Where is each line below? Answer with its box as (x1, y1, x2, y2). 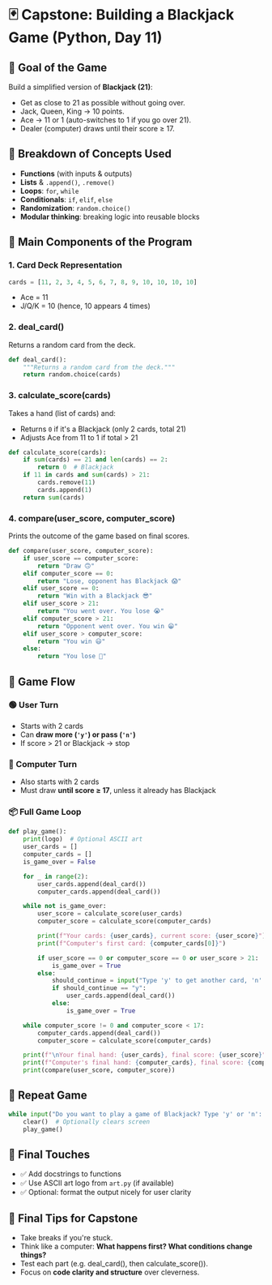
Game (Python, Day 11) (8, 28, 163, 47)
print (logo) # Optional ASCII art (23, 835, 143, 843)
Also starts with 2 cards (19, 777, 100, 786)
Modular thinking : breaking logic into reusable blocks (19, 212, 200, 221)
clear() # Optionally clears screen (23, 1117, 151, 1126)
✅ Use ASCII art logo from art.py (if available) (19, 1178, 174, 1188)
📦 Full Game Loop (8, 807, 82, 818)
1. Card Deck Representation (8, 259, 123, 271)
